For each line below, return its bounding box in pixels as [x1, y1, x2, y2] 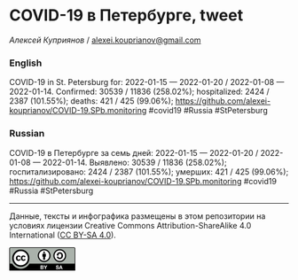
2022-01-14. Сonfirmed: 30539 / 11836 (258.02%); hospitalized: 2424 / [9, 86, 270, 97]
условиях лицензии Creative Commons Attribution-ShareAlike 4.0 [9, 220, 252, 230]
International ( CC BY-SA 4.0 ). [9, 229, 117, 240]
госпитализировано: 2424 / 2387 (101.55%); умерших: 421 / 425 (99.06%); [9, 166, 289, 177]
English [9, 57, 43, 69]
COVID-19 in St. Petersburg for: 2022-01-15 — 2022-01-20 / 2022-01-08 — [9, 77, 285, 88]
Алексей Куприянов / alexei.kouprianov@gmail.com [9, 35, 201, 45]
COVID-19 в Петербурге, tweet [9, 5, 244, 26]
